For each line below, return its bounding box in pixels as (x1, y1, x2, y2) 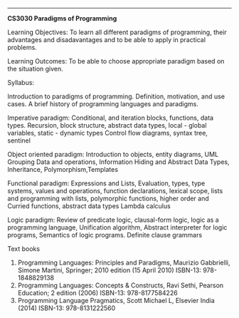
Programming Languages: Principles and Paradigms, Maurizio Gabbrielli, (17, 258, 230, 267)
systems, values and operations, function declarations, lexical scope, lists (7, 187, 223, 195)
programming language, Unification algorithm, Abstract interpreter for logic (7, 223, 228, 232)
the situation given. (7, 65, 64, 73)
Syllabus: (7, 78, 34, 86)
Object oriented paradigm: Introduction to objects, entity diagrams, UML (7, 150, 219, 158)
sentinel (7, 136, 31, 145)
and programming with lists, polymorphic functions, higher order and (7, 194, 210, 202)
